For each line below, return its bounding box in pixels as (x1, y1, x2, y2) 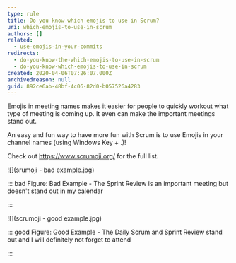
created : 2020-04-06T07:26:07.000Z (7, 69, 112, 76)
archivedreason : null (7, 76, 71, 83)
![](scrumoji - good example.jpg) (7, 214, 102, 223)
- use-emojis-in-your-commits (13, 43, 102, 50)
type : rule (7, 10, 40, 18)
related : (7, 37, 33, 44)
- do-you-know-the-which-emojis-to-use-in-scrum (13, 57, 160, 64)
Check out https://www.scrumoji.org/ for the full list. (7, 152, 159, 160)
